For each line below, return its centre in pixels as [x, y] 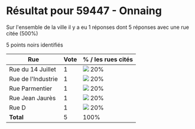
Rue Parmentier [31, 88]
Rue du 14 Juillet [32, 69]
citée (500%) [22, 33]
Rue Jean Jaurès [32, 98]
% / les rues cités [108, 59]
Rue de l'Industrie [33, 79]
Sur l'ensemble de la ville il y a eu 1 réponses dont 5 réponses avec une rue [97, 27]
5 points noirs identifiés [35, 45]
